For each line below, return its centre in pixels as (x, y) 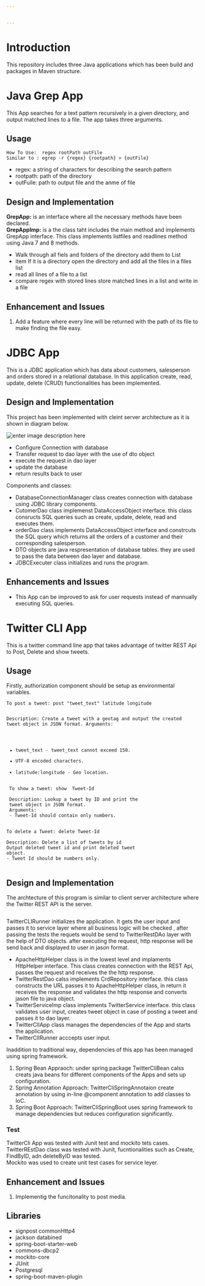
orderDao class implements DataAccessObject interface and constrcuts (106, 530)
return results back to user (49, 473)
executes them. (35, 523)
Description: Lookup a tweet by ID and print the (73, 799)
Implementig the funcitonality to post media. (71, 1197)
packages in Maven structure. (44, 71)
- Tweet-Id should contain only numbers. (62, 816)
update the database (41, 467)
